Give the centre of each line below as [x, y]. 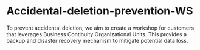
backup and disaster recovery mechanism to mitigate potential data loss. [97, 40]
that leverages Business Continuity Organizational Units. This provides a [97, 34]
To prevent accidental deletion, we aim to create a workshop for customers [100, 28]
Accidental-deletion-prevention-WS [100, 11]
